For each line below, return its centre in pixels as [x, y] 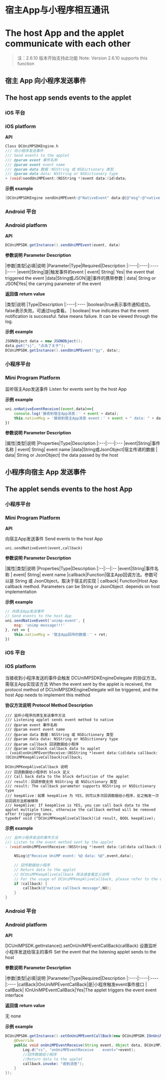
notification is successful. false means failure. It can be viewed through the [82, 316]
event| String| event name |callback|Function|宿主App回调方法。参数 [83, 575]
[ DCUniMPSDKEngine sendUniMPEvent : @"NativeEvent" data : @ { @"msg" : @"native [83, 198]
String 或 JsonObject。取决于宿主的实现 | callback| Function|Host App [86, 581]
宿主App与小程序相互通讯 [57, 10]
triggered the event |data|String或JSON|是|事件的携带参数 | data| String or [81, 278]
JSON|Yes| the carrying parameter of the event [53, 284]
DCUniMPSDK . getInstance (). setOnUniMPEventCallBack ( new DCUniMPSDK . [76, 1036]
